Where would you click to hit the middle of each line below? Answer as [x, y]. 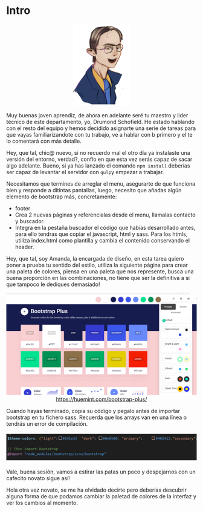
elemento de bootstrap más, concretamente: [62, 197]
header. [24, 247]
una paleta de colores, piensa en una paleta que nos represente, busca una [100, 271]
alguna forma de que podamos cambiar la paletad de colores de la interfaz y [101, 496]
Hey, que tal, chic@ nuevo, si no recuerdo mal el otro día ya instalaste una [98, 152]
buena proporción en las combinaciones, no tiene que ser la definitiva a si [98, 278]
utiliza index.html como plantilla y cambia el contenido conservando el [102, 240]
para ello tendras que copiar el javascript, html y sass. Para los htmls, [101, 234]
